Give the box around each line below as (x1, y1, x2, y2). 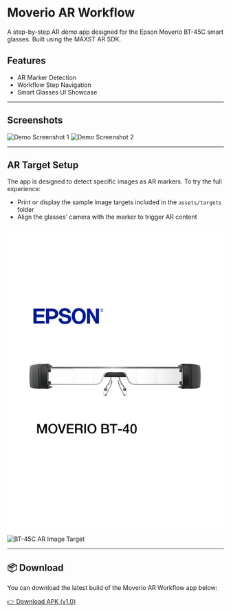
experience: (7, 185, 41, 193)
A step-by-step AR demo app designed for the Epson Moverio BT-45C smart (7, 28, 223, 36)
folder (16, 206, 34, 214)
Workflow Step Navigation (16, 81, 91, 89)
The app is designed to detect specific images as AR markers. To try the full (7, 177, 222, 186)
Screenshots (7, 115, 63, 126)
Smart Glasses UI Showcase (16, 88, 98, 96)
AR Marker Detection (16, 73, 77, 81)
